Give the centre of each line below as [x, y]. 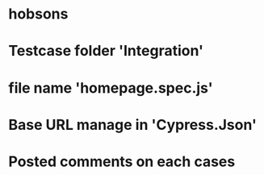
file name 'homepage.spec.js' [111, 87]
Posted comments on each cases [122, 161]
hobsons [38, 14]
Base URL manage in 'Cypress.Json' [132, 125]
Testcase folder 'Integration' [106, 51]
